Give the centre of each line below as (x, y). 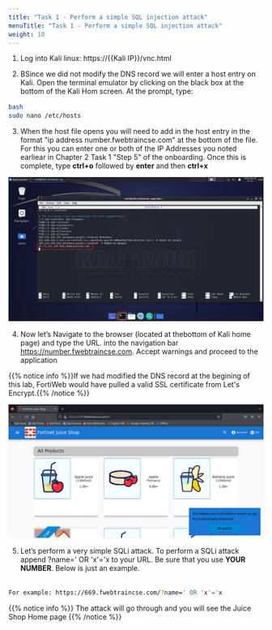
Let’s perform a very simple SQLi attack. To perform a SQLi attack (130, 551)
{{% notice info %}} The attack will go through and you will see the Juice (130, 608)
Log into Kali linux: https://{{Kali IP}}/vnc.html (96, 58)
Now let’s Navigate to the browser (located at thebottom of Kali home (135, 334)
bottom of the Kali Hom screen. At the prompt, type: (106, 91)
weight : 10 (27, 34)
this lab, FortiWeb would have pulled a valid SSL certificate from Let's (124, 384)
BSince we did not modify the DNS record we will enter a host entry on (138, 74)
